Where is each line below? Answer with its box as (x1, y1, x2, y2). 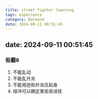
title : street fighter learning (5, 7, 74, 13)
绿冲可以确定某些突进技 (12, 88, 62, 94)
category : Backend (5, 17, 44, 22)
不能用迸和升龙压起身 (12, 82, 58, 88)
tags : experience (5, 12, 42, 17)
